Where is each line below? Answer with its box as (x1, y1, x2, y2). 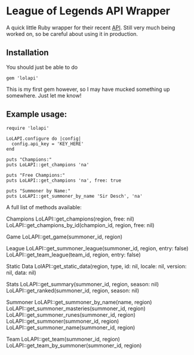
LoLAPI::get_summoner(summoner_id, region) (6, 317, 119, 325)
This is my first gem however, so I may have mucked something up (6, 85, 170, 93)
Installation (6, 48, 49, 58)
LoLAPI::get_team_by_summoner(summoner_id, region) (6, 342, 142, 349)
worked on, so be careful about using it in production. (6, 30, 138, 37)
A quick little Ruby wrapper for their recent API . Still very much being (6, 24, 175, 31)
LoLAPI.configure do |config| (6, 136, 82, 142)
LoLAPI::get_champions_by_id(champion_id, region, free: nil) (6, 221, 155, 228)
